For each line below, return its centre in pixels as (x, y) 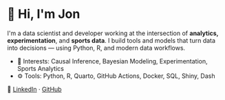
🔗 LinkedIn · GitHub (34, 89)
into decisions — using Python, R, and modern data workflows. (96, 48)
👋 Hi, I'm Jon (44, 14)
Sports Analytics (40, 68)
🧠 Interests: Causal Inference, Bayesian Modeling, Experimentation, (112, 61)
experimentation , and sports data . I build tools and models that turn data (111, 40)
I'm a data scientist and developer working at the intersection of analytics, (113, 33)
